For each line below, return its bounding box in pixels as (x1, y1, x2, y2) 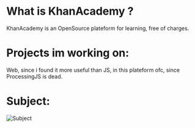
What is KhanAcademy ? (6, 4, 134, 18)
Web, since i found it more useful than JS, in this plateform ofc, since (6, 66, 180, 73)
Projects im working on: (6, 46, 130, 60)
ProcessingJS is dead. (6, 72, 63, 80)
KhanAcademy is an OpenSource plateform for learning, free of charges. (6, 24, 189, 32)
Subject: (6, 94, 50, 108)
